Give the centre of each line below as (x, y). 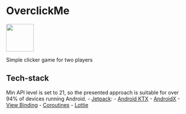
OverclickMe (38, 11)
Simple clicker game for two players (49, 59)
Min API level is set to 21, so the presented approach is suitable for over (92, 92)
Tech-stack (28, 78)
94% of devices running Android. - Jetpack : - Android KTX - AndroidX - (93, 99)
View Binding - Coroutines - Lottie (47, 105)
